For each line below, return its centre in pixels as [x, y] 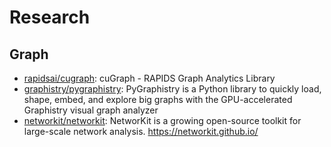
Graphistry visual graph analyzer [91, 110]
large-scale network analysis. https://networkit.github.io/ [141, 131]
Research [50, 17]
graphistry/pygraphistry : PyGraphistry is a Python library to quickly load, [172, 89]
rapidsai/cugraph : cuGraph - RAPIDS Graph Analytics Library [149, 78]
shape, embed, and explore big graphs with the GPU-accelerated [158, 99]
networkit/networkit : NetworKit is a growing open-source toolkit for [162, 120]
